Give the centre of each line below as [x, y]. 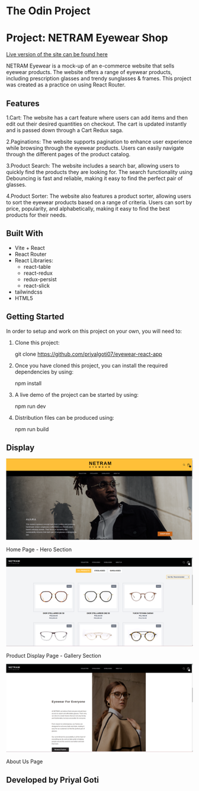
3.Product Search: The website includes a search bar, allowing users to [93, 165]
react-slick [37, 285]
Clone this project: [37, 342]
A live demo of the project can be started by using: [77, 394]
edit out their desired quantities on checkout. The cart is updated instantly [96, 124]
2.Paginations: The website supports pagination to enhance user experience [99, 142]
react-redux [38, 273]
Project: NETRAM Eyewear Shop [87, 38]
